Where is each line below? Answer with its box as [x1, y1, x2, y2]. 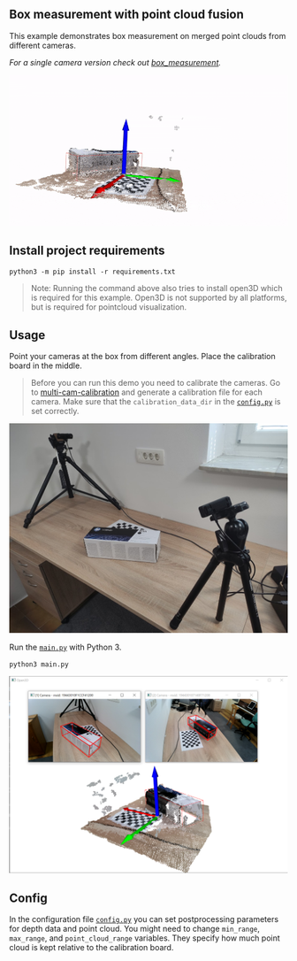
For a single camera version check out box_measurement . [9, 57, 222, 67]
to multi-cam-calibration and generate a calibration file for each [30, 387, 263, 397]
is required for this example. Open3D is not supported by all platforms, [30, 292, 287, 304]
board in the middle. [9, 360, 82, 371]
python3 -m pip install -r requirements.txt [9, 267, 176, 277]
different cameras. [9, 40, 77, 50]
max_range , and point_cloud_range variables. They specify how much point [9, 933, 280, 943]
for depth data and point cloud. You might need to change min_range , [9, 924, 261, 934]
